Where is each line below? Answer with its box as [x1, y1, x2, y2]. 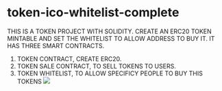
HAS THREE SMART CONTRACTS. [7, 41, 105, 50]
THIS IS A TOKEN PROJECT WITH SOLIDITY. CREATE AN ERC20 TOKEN [7, 27, 212, 35]
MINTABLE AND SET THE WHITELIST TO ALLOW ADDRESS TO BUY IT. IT [7, 34, 215, 42]
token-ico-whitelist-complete [7, 5, 180, 20]
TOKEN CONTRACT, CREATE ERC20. [16, 54, 122, 62]
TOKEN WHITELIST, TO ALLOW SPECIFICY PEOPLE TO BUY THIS [16, 69, 203, 77]
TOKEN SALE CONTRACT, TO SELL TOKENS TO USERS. [16, 62, 176, 70]
